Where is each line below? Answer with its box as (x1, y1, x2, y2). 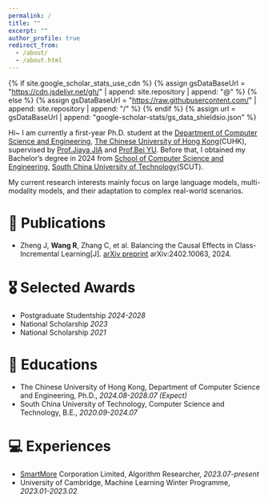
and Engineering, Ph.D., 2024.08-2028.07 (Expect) (19, 390, 188, 400)
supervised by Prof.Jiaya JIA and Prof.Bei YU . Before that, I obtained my (8, 145, 246, 155)
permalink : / (8, 11, 52, 20)
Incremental (19, 249, 60, 259)
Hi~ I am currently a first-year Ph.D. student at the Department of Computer (8, 127, 258, 137)
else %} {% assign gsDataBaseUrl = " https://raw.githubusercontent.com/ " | (8, 95, 257, 105)
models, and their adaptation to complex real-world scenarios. (38, 186, 244, 195)
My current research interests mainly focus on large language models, (8, 177, 240, 187)
